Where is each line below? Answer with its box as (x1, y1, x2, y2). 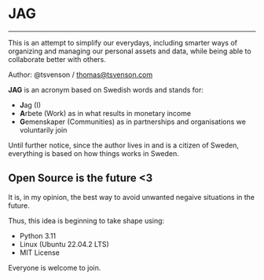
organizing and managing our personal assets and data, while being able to (8, 46, 251, 56)
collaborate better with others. (8, 54, 106, 64)
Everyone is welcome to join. (8, 263, 101, 272)
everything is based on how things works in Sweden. (8, 148, 179, 158)
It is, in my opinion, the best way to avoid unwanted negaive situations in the (8, 192, 255, 202)
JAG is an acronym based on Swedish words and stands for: (8, 85, 204, 94)
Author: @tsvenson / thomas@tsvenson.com (8, 70, 153, 79)
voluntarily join (19, 125, 68, 134)
